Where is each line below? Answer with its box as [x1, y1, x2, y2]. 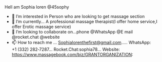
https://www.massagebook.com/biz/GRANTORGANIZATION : [11, 52, 134, 57]
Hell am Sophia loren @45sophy [4, 4, 69, 10]
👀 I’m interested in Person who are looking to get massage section [11, 14, 145, 19]
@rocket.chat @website [11, 34, 60, 40]
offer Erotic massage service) [11, 24, 71, 30]
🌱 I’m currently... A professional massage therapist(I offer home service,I [11, 19, 158, 24]
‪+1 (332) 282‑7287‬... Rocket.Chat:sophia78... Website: [11, 46, 120, 52]
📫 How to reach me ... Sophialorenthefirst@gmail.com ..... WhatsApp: [11, 40, 151, 45]
